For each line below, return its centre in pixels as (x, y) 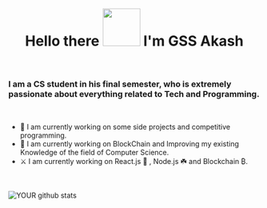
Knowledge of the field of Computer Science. (94, 153)
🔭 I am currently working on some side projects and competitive (125, 127)
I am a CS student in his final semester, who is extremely (120, 84)
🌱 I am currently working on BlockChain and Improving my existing (130, 144)
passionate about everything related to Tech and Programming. (134, 94)
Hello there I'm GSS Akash (134, 41)
